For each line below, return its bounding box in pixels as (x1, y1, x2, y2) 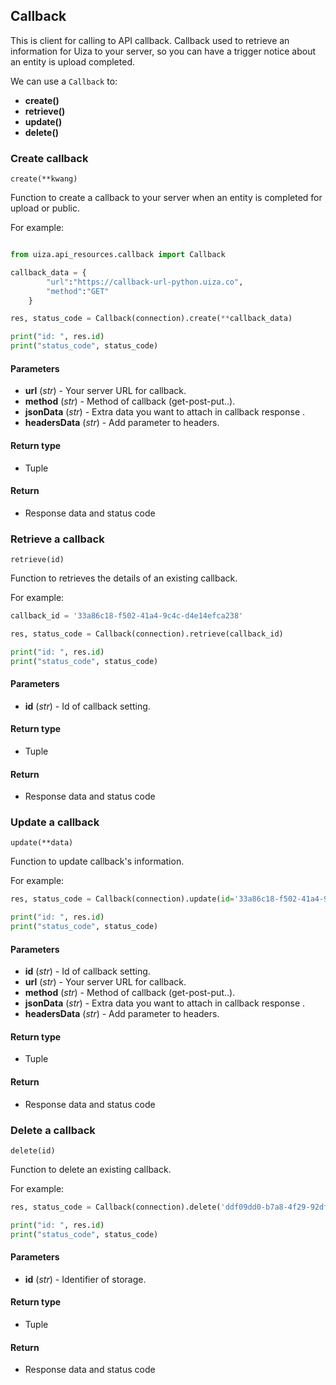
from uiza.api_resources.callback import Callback (10, 250, 226, 260)
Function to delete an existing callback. (10, 1163, 172, 1175)
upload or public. (10, 202, 80, 214)
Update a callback (10, 815, 100, 829)
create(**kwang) (10, 174, 78, 184)
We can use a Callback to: (10, 75, 118, 87)
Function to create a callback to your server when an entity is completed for (10, 192, 323, 204)
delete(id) (10, 1145, 56, 1156)
